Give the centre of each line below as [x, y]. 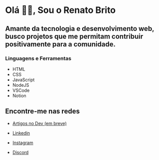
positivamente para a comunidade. [60, 44]
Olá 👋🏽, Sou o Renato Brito [61, 10]
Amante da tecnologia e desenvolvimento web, [80, 29]
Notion [19, 95]
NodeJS [21, 85]
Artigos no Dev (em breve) [40, 123]
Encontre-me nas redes [42, 111]
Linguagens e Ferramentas [38, 58]
